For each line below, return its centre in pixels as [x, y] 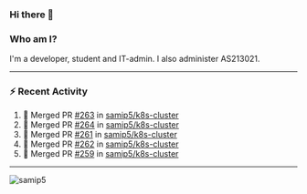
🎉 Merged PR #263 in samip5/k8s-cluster [101, 115]
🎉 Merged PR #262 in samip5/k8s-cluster [101, 144]
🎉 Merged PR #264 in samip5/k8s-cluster [101, 124]
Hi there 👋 [32, 15]
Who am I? [33, 38]
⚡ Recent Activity [49, 92]
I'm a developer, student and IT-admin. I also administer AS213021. [135, 59]
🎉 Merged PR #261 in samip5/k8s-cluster [100, 134]
